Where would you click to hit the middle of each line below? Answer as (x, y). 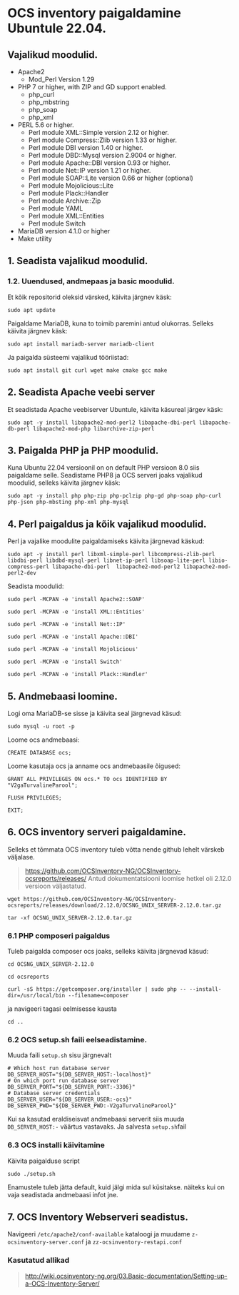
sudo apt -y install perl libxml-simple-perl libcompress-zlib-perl (111, 555)
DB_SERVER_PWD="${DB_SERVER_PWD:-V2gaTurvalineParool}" (92, 1106)
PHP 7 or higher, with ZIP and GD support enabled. (92, 87)
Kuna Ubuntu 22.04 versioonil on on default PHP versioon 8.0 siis (103, 468)
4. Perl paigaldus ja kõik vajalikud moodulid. (107, 524)
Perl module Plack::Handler (68, 193)
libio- (218, 561)
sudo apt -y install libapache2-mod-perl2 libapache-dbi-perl (102, 423)
